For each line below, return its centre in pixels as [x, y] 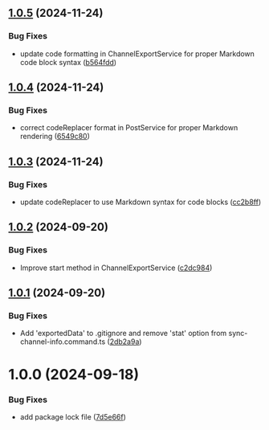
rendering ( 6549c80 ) [55, 137]
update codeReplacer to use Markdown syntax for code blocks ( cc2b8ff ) [141, 202]
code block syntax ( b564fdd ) [68, 62]
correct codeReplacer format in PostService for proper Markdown [129, 128]
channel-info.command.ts [63, 342]
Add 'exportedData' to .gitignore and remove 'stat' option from [123, 334]
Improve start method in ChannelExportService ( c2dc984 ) [116, 268]
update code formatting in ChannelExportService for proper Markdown [137, 53]
